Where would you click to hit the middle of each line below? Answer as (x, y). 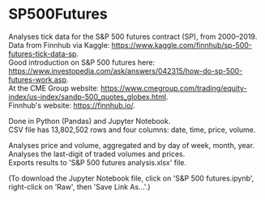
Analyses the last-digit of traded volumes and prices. (97, 154)
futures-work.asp (37, 79)
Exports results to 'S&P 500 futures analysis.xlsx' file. (98, 162)
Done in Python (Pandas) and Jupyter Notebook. (90, 121)
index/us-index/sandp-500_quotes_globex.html (88, 96)
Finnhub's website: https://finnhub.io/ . (72, 105)
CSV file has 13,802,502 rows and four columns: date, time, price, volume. (132, 130)
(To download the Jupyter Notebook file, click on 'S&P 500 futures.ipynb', (131, 178)
